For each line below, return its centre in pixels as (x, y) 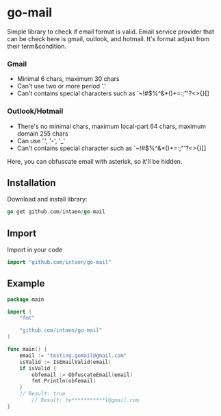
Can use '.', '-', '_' (41, 140)
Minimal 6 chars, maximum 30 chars (68, 79)
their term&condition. (37, 46)
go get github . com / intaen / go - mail (56, 212)
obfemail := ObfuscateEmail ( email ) (82, 375)
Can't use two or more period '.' (61, 86)
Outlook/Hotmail (35, 111)
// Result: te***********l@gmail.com (85, 400)
